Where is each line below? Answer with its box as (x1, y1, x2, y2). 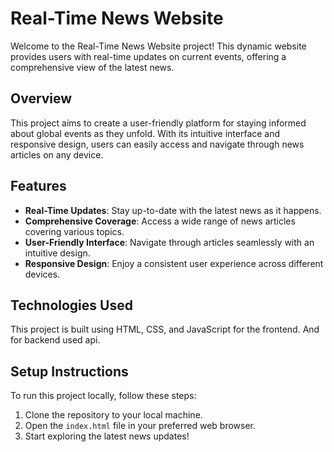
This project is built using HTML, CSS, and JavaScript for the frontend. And (10, 323, 320, 336)
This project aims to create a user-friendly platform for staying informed (10, 117, 307, 129)
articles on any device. (10, 148, 104, 161)
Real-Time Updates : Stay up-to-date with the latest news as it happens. (24, 204, 322, 216)
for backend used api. (10, 334, 101, 346)
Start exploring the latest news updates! (24, 430, 190, 442)
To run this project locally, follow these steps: (10, 390, 197, 402)
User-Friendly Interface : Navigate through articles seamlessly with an (24, 236, 315, 248)
